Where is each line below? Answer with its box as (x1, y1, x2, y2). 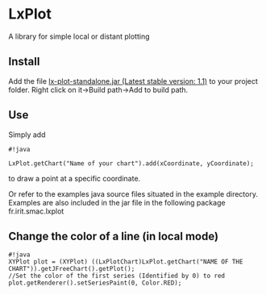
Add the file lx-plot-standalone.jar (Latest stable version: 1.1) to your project (8, 76, 258, 85)
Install (8, 55, 40, 69)
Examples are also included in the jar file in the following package (8, 197, 226, 207)
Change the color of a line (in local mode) (8, 229, 219, 243)
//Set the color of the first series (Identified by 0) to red (8, 272, 226, 280)
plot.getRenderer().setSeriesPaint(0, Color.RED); (8, 279, 182, 287)
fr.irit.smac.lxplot (8, 206, 64, 216)
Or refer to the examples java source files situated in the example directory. (8, 189, 258, 198)
